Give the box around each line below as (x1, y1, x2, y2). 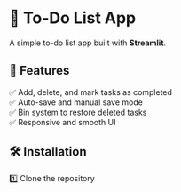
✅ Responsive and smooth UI (9, 116, 116, 127)
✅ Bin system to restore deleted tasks (9, 107, 147, 117)
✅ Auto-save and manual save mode (9, 97, 144, 108)
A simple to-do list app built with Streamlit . (9, 37, 167, 48)
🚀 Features (9, 63, 70, 78)
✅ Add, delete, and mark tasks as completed (9, 86, 173, 97)
